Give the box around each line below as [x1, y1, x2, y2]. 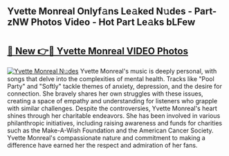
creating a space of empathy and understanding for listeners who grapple [7, 97, 218, 105]
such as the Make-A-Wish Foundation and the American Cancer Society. [7, 126, 214, 135]
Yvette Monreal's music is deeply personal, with [80, 67, 217, 75]
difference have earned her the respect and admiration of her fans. [7, 141, 198, 149]
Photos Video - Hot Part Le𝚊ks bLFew [30, 17, 196, 28]
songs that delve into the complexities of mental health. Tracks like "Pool [7, 75, 214, 83]
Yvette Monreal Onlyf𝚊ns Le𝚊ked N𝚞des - [7, 6, 192, 17]
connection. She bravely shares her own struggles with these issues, [7, 89, 203, 98]
